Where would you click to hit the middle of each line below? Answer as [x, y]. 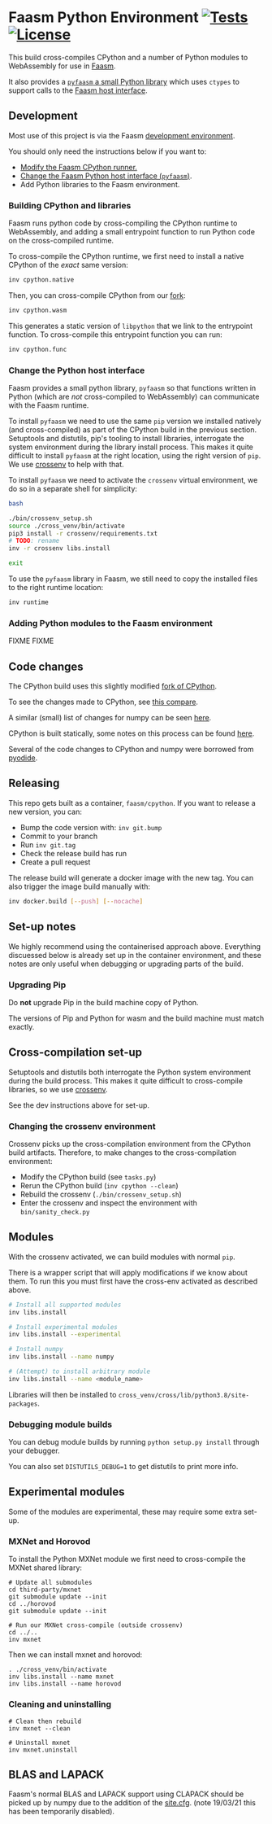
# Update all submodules [50, 1583]
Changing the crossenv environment [82, 1126]
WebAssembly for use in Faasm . [62, 66]
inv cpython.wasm [38, 310]
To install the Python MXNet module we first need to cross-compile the [127, 1559]
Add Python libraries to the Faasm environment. [100, 184]
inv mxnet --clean [39, 1728]
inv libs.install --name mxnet [61, 1677]
